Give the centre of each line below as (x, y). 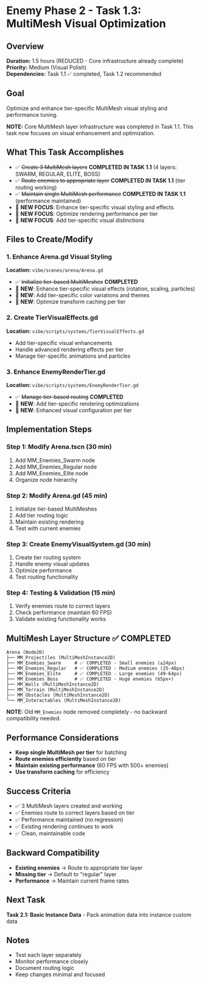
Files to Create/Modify (50, 239)
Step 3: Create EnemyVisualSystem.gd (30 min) (79, 544)
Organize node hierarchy (46, 479)
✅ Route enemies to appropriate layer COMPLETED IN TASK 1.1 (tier (100, 180)
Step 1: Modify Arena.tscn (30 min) (59, 447)
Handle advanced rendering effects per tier (69, 349)
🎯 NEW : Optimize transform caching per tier (70, 302)
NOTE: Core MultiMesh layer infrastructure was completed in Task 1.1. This (100, 127)
